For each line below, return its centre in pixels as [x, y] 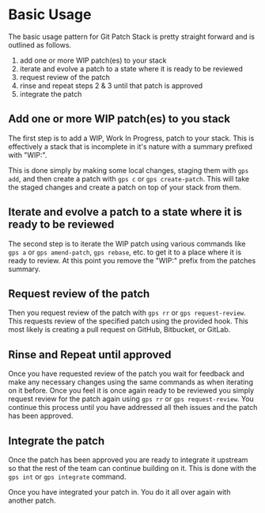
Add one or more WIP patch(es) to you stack [119, 119]
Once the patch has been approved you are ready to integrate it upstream [128, 460]
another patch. [32, 500]
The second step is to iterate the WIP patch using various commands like [127, 243]
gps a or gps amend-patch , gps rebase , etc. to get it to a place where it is [125, 252]
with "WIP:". [28, 155]
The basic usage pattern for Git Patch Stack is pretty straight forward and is [132, 36]
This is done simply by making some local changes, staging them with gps [129, 170]
